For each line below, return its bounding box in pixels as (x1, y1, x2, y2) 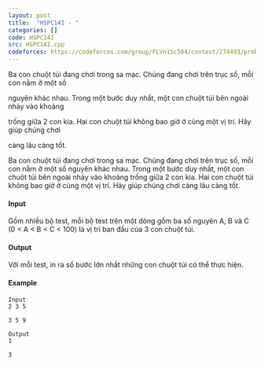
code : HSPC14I (8, 33, 55, 42)
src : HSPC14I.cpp (8, 41, 65, 49)
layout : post (8, 11, 51, 20)
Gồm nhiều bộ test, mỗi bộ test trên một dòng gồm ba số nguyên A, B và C (8, 216, 250, 226)
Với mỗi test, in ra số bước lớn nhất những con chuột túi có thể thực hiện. (8, 260, 244, 270)
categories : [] (8, 26, 58, 34)
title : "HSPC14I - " (8, 19, 79, 27)
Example (8, 278, 38, 287)
